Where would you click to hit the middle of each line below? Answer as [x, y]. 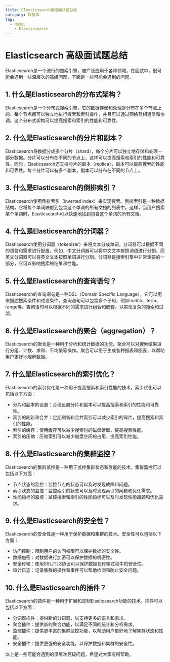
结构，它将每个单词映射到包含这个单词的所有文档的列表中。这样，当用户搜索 [85, 207]
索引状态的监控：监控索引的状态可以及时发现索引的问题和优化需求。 [83, 490]
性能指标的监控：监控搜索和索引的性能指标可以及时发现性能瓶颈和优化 [86, 497]
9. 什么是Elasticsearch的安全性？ [58, 521]
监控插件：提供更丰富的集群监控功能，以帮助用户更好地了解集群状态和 [86, 631]
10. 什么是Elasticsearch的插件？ [56, 588]
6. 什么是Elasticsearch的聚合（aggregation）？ [80, 331]
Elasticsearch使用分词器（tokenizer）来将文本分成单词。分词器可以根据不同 [84, 244]
